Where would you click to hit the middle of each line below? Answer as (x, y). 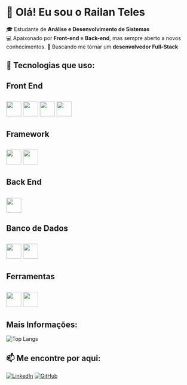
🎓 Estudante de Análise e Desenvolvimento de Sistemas (78, 29)
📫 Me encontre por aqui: (53, 358)
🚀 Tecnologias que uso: (50, 65)
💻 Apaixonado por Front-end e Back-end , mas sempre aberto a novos (93, 38)
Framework (28, 134)
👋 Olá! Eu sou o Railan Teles (76, 12)
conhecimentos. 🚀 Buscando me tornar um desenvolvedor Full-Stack (92, 47)
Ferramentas (30, 276)
